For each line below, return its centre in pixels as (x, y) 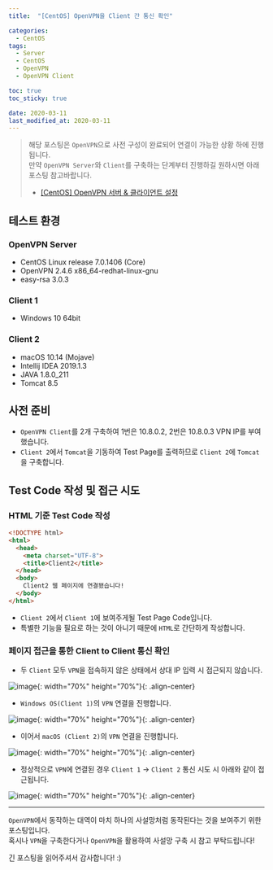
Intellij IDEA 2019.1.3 (54, 365)
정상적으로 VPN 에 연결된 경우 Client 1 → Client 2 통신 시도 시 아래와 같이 (138, 769)
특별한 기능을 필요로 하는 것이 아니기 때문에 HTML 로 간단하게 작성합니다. (132, 627)
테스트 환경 (35, 221)
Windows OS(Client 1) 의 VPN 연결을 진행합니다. (96, 703)
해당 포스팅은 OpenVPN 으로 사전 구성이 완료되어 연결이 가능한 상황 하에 (139, 145)
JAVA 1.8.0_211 (44, 374)
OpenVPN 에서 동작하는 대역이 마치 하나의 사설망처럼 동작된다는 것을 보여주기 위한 (135, 820)
